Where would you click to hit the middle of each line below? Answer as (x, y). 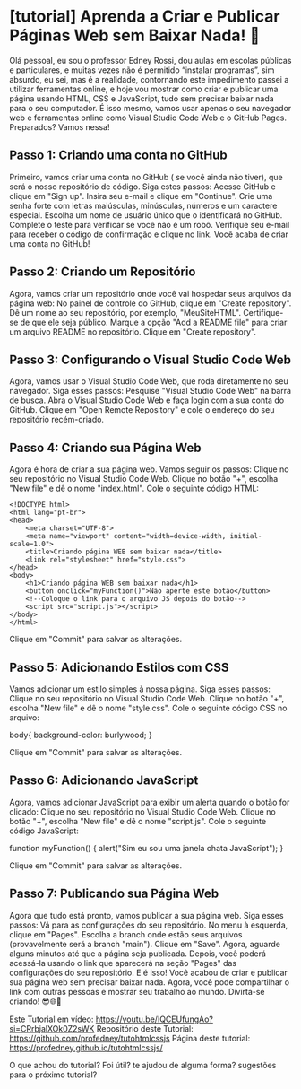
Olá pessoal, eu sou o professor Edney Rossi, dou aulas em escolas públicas (150, 60)
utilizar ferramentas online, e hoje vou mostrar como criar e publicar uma (144, 89)
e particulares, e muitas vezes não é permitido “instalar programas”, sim (142, 70)
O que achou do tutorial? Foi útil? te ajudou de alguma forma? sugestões (143, 1065)
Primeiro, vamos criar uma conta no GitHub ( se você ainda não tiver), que (146, 177)
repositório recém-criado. (57, 420)
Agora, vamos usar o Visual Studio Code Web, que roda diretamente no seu (149, 381)
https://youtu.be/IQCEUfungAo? (154, 1019)
